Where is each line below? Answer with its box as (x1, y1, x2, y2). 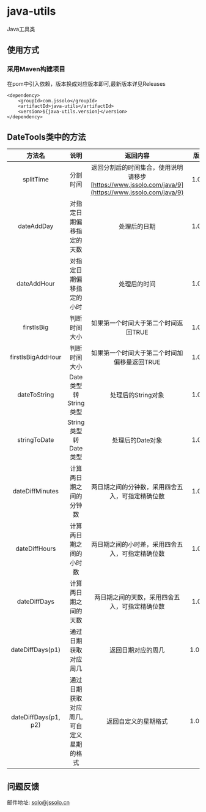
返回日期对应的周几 (109, 646, 165, 655)
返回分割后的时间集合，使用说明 (91, 164, 183, 172)
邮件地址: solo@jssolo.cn (7, 799, 70, 806)
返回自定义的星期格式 (106, 717, 168, 726)
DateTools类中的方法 (7, 132, 86, 142)
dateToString (17, 390, 54, 399)
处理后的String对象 (110, 391, 164, 400)
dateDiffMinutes (12, 487, 59, 496)
